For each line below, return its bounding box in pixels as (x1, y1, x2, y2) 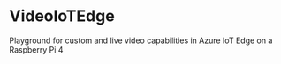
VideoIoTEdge (9, 6, 115, 26)
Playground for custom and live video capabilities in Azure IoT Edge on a (9, 35, 273, 46)
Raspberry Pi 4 (9, 44, 64, 54)
